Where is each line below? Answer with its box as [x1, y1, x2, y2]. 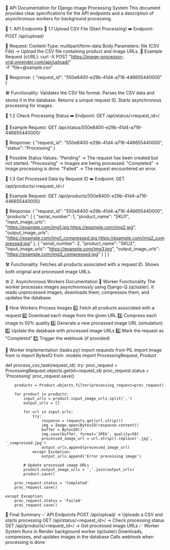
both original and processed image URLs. [5, 269, 92, 274]
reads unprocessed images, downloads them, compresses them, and [5, 289, 149, 295]
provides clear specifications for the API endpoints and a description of [5, 10, 154, 16]
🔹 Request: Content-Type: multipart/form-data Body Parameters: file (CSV [5, 43, 159, 49]
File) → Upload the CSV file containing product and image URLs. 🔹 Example [5, 48, 162, 54]
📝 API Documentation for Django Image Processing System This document [5, 5, 161, 11]
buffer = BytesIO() [41, 427, 82, 432]
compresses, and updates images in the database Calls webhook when [5, 534, 154, 540]
